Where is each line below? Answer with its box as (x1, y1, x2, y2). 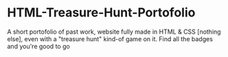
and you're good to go (7, 42, 70, 50)
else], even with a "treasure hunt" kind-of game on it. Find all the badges (7, 34, 213, 43)
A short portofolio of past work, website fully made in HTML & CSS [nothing (7, 27, 221, 36)
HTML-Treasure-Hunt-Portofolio (7, 5, 196, 21)
